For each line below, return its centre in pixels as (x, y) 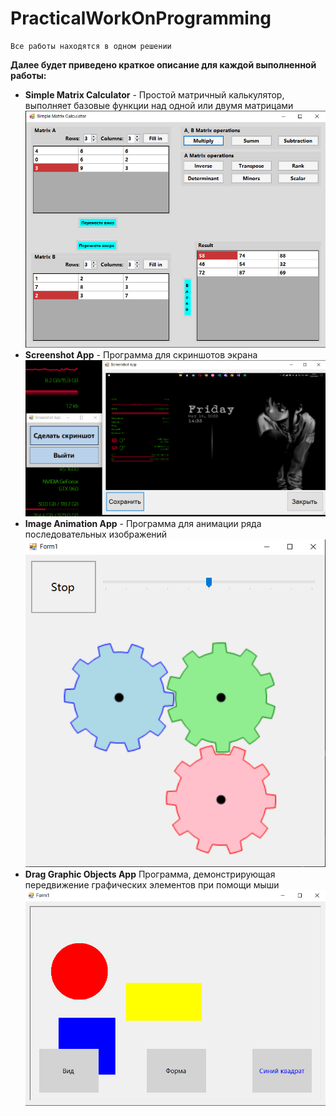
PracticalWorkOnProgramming (141, 18)
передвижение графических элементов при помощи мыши (152, 885)
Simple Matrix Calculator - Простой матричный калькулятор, (154, 94)
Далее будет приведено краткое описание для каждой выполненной (163, 64)
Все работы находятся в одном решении (91, 46)
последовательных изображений (96, 534)
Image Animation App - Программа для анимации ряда (143, 523)
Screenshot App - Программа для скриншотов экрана (141, 354)
